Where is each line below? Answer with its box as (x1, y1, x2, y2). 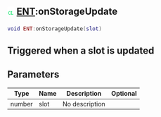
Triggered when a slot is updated (7, 45, 155, 57)
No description (62, 99, 105, 108)
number (10, 99, 33, 108)
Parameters (7, 68, 60, 80)
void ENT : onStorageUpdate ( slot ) (7, 25, 102, 32)
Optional (111, 90, 137, 98)
